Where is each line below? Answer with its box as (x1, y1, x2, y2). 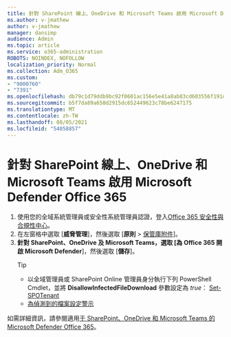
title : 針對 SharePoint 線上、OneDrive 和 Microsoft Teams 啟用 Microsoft (7, 10, 218, 17)
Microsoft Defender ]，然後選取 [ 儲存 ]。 (25, 247, 139, 255)
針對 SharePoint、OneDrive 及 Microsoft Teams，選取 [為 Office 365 (16, 239, 215, 247)
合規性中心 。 (16, 221, 54, 230)
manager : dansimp (7, 29, 57, 36)
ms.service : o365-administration (7, 49, 103, 56)
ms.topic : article (7, 42, 60, 49)
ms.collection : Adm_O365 (7, 67, 78, 74)
